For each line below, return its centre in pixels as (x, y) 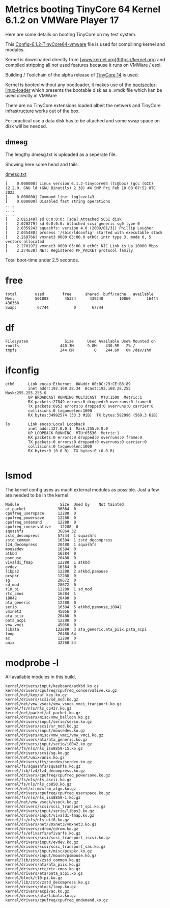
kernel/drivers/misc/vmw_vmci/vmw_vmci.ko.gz (54, 735)
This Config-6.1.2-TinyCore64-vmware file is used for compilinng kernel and (85, 44)
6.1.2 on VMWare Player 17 (62, 20)
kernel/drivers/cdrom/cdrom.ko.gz (42, 829)
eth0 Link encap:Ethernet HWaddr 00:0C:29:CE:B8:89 (68, 384)
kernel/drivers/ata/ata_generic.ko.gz (46, 740)
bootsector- (145, 85)
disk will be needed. (26, 126)
